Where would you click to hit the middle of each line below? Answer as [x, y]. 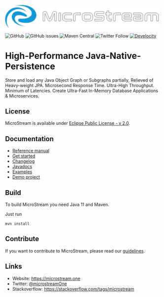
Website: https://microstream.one [46, 278]
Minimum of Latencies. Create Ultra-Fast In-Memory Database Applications [82, 91]
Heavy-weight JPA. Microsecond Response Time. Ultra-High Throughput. [80, 85]
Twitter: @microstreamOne [40, 284]
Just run [14, 214]
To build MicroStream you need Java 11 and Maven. [57, 204]
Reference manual [31, 151]
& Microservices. [22, 96]
